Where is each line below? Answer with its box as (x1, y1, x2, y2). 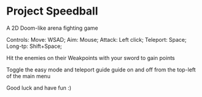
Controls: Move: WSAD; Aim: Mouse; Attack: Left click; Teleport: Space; (6, 36, 187, 43)
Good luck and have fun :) (6, 84, 72, 92)
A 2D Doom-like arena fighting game (6, 24, 99, 32)
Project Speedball (6, 4, 99, 18)
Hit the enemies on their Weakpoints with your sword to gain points (6, 54, 175, 61)
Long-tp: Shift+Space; (6, 42, 62, 50)
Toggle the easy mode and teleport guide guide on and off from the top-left (6, 65, 197, 73)
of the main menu (6, 72, 51, 79)
